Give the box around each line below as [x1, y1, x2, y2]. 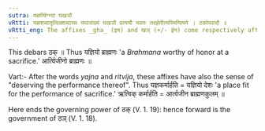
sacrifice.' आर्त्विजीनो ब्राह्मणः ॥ [8, 56, 92, 66]
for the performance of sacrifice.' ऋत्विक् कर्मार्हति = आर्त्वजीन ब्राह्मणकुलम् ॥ [8, 89, 225, 99]
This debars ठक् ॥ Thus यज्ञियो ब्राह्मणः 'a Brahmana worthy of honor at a [8, 48, 230, 57]
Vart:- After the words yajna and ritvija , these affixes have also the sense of [8, 72, 254, 82]
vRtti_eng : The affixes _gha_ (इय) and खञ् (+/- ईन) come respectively [8, 26, 244, 34]
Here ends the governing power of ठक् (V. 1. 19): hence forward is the [8, 105, 231, 115]
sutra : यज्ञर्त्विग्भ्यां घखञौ [8, 11, 73, 20]
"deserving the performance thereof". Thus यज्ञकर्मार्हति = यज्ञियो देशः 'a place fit [8, 80, 250, 90]
